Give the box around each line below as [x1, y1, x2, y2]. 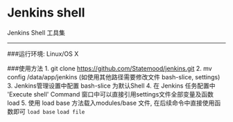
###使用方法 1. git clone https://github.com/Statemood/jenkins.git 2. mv [7, 64, 213, 72]
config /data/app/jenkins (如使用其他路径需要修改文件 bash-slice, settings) [7, 72, 221, 81]
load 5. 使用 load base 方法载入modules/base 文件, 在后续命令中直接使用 [7, 99, 215, 107]
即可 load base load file [12, 107, 85, 115]
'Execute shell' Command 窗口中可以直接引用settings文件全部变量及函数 [7, 90, 214, 98]
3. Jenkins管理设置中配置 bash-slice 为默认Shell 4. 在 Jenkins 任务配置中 [7, 81, 216, 90]
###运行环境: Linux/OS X [7, 50, 79, 58]
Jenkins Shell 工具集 [7, 28, 66, 37]
